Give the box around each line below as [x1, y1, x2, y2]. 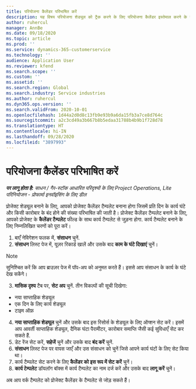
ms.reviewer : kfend [6, 63, 54, 69]
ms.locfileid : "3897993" [6, 139, 66, 145]
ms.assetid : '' [6, 80, 43, 86]
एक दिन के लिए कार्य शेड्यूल [14, 300, 66, 308]
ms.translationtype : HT [6, 123, 64, 129]
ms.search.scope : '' [6, 69, 57, 74]
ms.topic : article [6, 36, 51, 42]
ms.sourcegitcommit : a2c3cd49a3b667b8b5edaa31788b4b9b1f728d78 [6, 118, 163, 124]
